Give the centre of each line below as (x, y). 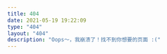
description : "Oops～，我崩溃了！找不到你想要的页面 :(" (84, 40)
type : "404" (25, 27)
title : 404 (23, 14)
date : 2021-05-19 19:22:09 (47, 20)
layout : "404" (28, 33)
